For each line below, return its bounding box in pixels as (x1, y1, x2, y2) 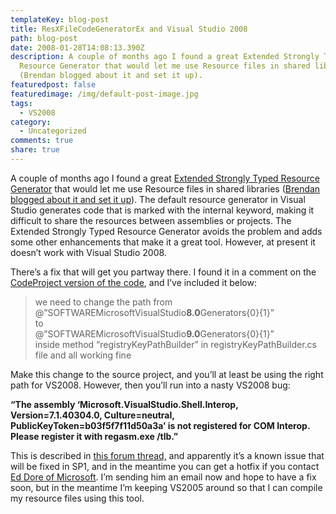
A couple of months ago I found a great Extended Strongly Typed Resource (10, 172, 320, 184)
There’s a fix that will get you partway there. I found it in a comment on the (10, 266, 317, 278)
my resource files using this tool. (10, 492, 145, 504)
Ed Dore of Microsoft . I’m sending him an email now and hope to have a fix (10, 471, 317, 483)
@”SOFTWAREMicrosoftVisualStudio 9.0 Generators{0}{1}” (34, 327, 275, 340)
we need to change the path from (34, 296, 173, 308)
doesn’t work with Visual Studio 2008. (10, 246, 167, 258)
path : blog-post (10, 33, 78, 43)
